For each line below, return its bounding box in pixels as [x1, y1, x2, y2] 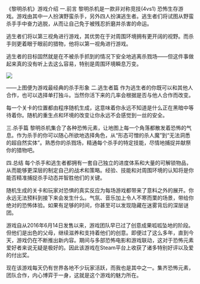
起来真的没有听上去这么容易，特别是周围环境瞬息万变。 [6, 60, 142, 67]
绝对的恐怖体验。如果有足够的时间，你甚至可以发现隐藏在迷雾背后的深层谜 [6, 202, 189, 208]
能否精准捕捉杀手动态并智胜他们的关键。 [6, 174, 105, 181]
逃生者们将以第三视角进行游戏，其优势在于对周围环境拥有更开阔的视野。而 [6, 33, 189, 40]
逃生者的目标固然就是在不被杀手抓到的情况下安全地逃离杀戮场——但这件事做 [6, 53, 194, 60]
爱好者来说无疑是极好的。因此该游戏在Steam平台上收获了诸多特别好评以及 [6, 244, 189, 251]
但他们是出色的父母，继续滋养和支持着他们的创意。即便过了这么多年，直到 [6, 229, 189, 236]
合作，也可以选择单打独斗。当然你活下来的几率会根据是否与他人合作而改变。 [6, 92, 194, 98]
